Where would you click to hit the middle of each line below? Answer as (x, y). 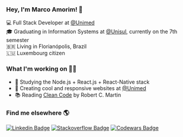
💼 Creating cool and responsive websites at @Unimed (80, 88)
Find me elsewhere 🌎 (38, 113)
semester (18, 40)
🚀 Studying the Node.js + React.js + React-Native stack (82, 82)
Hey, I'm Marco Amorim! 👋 (44, 9)
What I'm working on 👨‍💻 (41, 69)
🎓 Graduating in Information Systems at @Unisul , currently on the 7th (92, 31)
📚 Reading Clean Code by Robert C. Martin (68, 95)
